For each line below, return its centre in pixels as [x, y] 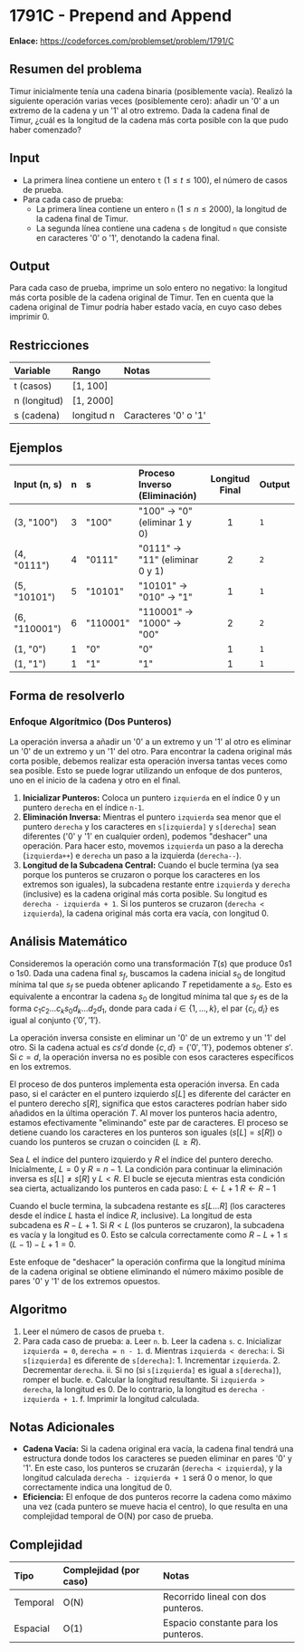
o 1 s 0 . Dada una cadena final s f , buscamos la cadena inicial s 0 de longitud [147, 974]
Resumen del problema [76, 69]
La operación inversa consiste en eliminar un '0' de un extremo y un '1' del [148, 1037]
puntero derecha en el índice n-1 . [83, 807]
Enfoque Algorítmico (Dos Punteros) [90, 722]
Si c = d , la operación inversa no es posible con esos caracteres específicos [152, 1057]
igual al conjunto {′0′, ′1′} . [55, 1020]
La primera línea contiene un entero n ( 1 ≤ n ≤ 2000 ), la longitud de [161, 208]
